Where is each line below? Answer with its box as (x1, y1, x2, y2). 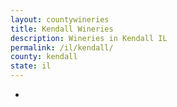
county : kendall (10, 52, 78, 62)
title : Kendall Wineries (10, 24, 114, 34)
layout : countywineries (10, 14, 110, 25)
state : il (10, 61, 52, 71)
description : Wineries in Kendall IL (10, 33, 168, 43)
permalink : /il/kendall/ (10, 42, 114, 53)
